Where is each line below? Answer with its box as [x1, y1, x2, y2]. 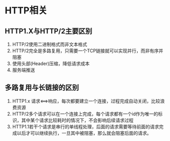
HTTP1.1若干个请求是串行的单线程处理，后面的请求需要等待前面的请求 [12, 124, 159, 130]
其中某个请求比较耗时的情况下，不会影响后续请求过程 [21, 117, 134, 123]
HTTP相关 [5, 5, 48, 16]
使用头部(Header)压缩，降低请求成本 [12, 61, 90, 67]
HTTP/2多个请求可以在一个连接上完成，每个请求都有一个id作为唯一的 [12, 111, 158, 117]
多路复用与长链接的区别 [5, 83, 79, 92]
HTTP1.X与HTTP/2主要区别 [5, 27, 93, 35]
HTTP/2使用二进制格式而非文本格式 [12, 42, 88, 47]
